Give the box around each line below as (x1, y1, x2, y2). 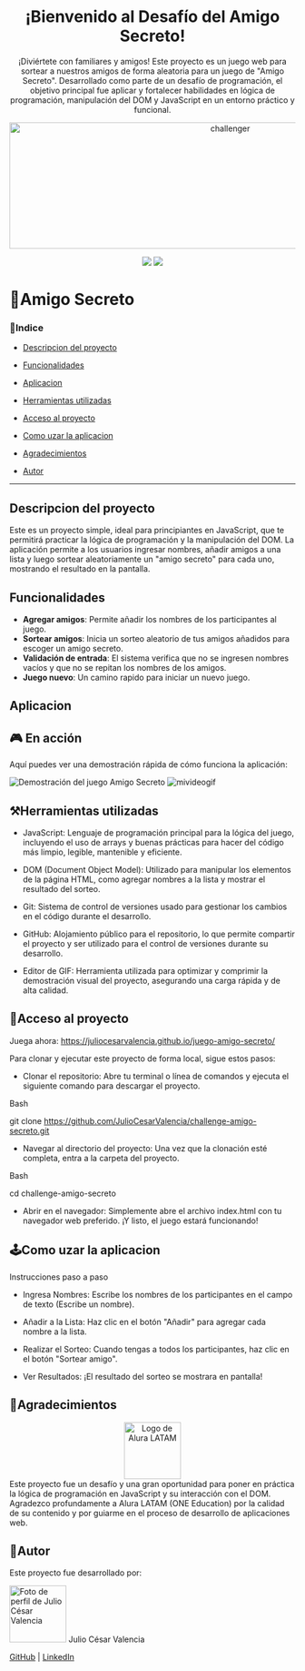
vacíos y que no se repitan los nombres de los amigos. (22, 663, 227, 673)
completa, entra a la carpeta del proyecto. (22, 1152, 180, 1163)
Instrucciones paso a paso (9, 1271, 109, 1282)
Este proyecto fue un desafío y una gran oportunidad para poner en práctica (9, 1478, 295, 1489)
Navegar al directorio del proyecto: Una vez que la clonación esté (22, 1142, 268, 1153)
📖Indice (9, 321, 44, 334)
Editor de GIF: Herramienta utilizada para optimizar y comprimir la (22, 966, 269, 977)
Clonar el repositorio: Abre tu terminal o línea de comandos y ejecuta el (22, 1070, 289, 1081)
